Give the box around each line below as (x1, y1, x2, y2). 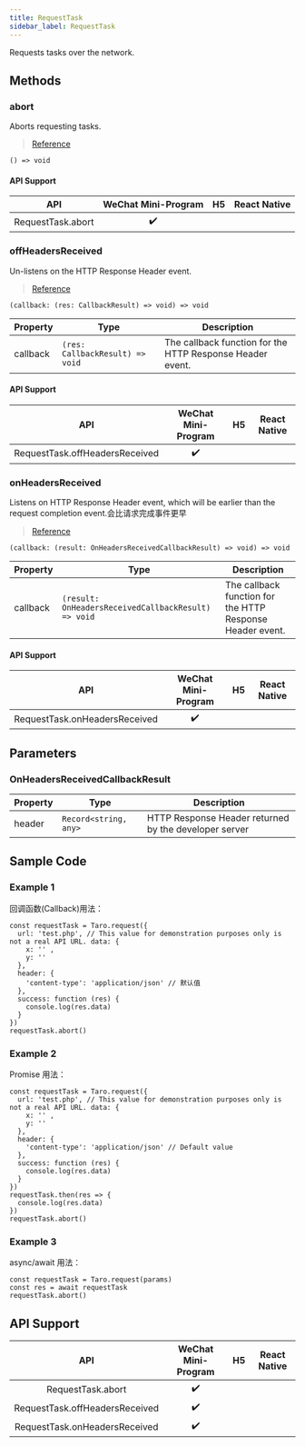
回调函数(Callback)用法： (9, 903, 104, 913)
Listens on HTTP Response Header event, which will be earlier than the (9, 497, 276, 508)
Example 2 (9, 1047, 57, 1060)
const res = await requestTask (9, 1283, 128, 1292)
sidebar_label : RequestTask (9, 22, 116, 31)
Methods (9, 73, 62, 88)
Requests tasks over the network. (9, 46, 135, 57)
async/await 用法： (9, 1257, 82, 1268)
